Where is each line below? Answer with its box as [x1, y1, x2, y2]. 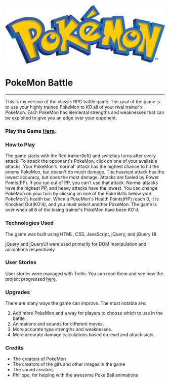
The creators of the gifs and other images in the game [12, 361, 125, 367]
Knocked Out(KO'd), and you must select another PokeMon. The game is [5, 201, 157, 208]
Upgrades [5, 288, 30, 296]
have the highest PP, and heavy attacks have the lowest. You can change [5, 185, 158, 191]
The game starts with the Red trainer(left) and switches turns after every [5, 153, 156, 159]
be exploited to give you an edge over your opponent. [5, 115, 117, 121]
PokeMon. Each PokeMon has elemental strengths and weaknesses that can [5, 109, 164, 115]
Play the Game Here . [5, 127, 57, 134]
